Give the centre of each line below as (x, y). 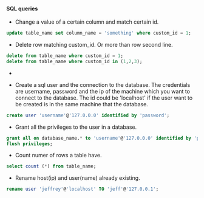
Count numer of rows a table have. (58, 155)
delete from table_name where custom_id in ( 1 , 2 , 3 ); (74, 61)
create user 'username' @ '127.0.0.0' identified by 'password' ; (88, 115)
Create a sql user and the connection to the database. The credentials (103, 84)
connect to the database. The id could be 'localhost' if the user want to (104, 98)
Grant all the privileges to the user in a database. (76, 127)
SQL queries (22, 9)
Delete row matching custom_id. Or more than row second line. (94, 45)
